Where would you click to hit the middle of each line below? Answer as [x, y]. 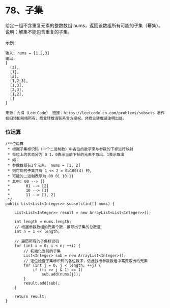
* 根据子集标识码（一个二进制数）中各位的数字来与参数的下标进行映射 [70, 149]
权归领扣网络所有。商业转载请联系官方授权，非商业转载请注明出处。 [66, 118]
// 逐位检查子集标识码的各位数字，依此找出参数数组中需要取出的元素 [86, 261]
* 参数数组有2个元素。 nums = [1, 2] [44, 166]
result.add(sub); [42, 283]
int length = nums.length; [43, 222]
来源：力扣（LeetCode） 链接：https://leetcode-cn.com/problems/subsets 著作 [85, 113]
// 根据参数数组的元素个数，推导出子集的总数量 [58, 227]
